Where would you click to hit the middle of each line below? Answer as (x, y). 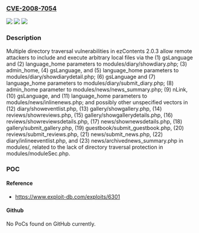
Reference (20, 183)
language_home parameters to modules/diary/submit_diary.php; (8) (90, 83)
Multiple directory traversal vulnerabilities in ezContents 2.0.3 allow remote (99, 51)
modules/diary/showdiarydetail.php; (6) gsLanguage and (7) (81, 76)
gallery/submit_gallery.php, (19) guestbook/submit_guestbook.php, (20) (95, 128)
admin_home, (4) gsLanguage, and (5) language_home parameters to (93, 70)
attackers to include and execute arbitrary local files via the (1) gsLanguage (99, 57)
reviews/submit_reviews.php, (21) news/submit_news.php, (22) (85, 134)
